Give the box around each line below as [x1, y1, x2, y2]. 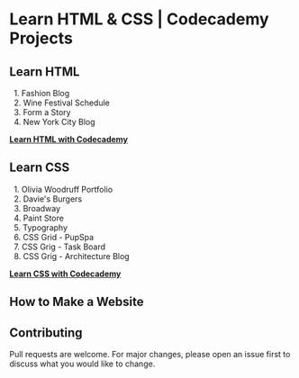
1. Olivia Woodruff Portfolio [13, 184, 113, 194]
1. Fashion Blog [13, 88, 70, 98]
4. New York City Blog [13, 117, 96, 127]
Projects [9, 28, 74, 49]
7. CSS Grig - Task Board [13, 241, 106, 252]
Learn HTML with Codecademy [9, 134, 129, 144]
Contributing [9, 325, 83, 340]
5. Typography [13, 221, 68, 233]
